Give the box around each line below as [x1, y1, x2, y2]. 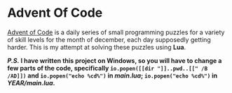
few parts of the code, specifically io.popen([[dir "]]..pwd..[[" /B [7, 64, 208, 72]
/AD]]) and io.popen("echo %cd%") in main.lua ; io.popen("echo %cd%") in [7, 71, 218, 80]
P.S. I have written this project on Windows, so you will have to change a [7, 56, 222, 64]
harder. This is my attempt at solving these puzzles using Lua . [7, 43, 186, 51]
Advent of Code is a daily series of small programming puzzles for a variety [7, 28, 225, 36]
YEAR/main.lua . [7, 78, 55, 87]
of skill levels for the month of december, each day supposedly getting [7, 35, 212, 43]
